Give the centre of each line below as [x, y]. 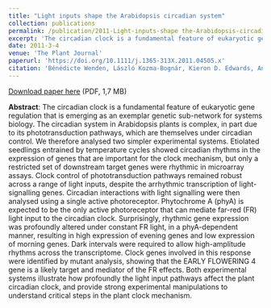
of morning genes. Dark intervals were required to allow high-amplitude [127, 243]
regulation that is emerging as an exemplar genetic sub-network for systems [135, 115]
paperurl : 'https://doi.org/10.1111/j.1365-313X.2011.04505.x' [117, 61]
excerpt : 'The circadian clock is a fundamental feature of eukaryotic [131, 38]
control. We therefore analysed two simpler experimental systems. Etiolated [134, 141]
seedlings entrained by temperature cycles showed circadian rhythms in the [134, 149]
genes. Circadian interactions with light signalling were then [141, 192]
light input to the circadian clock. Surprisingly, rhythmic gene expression [129, 218]
